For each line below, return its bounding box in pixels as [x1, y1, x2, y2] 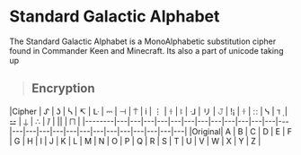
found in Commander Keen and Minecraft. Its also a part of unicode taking [9, 45, 284, 56]
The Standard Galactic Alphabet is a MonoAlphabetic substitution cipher [9, 36, 277, 47]
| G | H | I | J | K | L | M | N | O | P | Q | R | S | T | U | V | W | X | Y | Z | [9, 135, 261, 146]
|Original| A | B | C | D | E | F [189, 125, 292, 136]
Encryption [31, 81, 96, 96]
